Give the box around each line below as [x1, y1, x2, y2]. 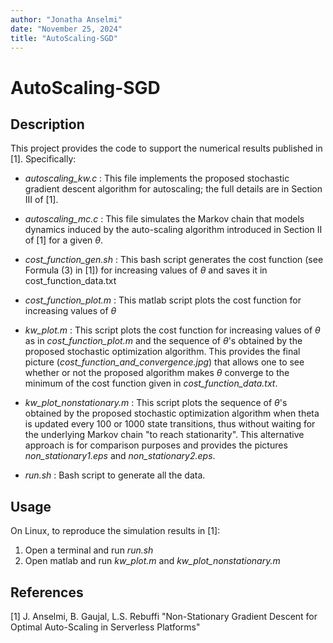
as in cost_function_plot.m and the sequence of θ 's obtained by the [24, 335, 303, 347]
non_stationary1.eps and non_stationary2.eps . [24, 450, 216, 462]
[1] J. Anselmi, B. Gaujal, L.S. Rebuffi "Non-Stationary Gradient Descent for [10, 611, 318, 622]
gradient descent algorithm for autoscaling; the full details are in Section [24, 183, 323, 195]
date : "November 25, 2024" [10, 24, 123, 34]
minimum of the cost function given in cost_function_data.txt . [24, 377, 278, 390]
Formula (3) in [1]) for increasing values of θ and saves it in [24, 264, 268, 276]
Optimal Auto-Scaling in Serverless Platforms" [10, 621, 201, 633]
